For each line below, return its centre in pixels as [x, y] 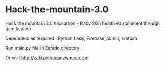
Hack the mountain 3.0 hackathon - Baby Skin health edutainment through [83, 23]
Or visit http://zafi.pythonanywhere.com [47, 58]
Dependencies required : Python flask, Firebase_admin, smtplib [71, 38]
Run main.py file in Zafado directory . [44, 48]
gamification [18, 28]
